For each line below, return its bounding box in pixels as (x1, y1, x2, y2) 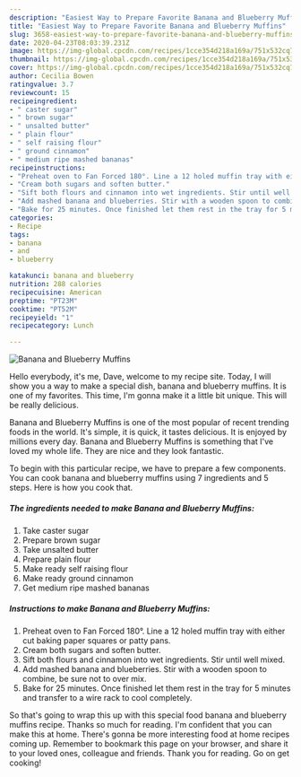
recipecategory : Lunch (9, 321, 94, 330)
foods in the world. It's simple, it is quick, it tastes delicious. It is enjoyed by (9, 427, 288, 438)
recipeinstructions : (9, 163, 87, 172)
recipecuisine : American (9, 288, 102, 297)
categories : (9, 213, 54, 223)
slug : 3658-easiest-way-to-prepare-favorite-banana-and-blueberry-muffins (9, 30, 295, 39)
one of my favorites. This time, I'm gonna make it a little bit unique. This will (9, 390, 288, 401)
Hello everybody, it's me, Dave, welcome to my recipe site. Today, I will (9, 371, 271, 382)
